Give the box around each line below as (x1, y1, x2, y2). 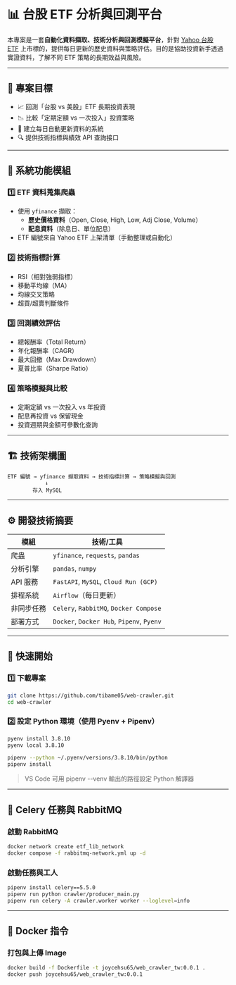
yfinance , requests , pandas (53, 550, 140, 560)
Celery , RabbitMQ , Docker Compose (53, 603, 162, 613)
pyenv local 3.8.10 (7, 741, 65, 749)
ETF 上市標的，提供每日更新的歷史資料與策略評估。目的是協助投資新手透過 (7, 44, 223, 53)
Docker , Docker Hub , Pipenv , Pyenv (53, 616, 162, 626)
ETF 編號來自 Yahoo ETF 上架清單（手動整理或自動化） (17, 233, 177, 242)
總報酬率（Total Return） (17, 337, 90, 346)
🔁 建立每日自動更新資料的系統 (17, 124, 104, 132)
